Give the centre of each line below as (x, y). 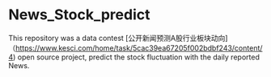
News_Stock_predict (79, 15)
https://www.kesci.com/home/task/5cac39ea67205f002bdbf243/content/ (139, 48)
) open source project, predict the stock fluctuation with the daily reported (137, 57)
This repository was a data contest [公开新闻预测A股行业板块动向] (118, 38)
